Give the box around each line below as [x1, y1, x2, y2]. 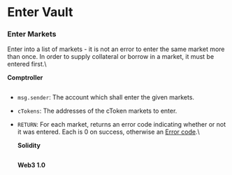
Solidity [17, 141, 41, 150]
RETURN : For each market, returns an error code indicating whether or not [17, 120, 226, 129]
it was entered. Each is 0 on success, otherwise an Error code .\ [17, 127, 201, 136]
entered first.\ [7, 60, 47, 69]
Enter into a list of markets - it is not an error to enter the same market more [7, 45, 225, 53]
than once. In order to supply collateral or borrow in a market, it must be [7, 52, 215, 61]
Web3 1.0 [17, 161, 45, 169]
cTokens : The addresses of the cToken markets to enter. [17, 106, 177, 115]
